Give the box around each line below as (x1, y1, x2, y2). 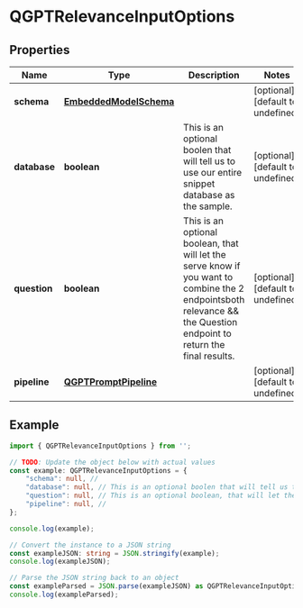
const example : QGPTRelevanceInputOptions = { (9, 466, 188, 475)
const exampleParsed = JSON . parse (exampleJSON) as (9, 582, 204, 591)
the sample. (183, 200, 233, 213)
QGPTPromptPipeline (63, 376, 158, 388)
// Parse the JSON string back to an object (9, 574, 179, 583)
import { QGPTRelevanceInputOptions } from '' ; (9, 441, 192, 450)
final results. (183, 349, 235, 362)
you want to (183, 271, 234, 283)
